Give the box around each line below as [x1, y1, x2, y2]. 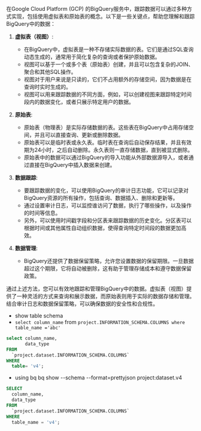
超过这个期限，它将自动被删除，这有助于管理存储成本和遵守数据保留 [23, 265, 192, 272]
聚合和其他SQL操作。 [23, 68, 77, 75]
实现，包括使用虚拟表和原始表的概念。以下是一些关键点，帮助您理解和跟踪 [11, 13, 195, 20]
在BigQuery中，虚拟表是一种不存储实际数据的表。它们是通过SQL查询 [23, 46, 194, 53]
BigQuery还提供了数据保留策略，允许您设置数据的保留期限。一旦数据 [23, 258, 194, 264]
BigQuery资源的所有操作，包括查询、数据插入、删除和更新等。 [23, 194, 178, 201]
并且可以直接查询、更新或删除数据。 [34, 131, 124, 138]
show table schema [14, 312, 63, 319]
